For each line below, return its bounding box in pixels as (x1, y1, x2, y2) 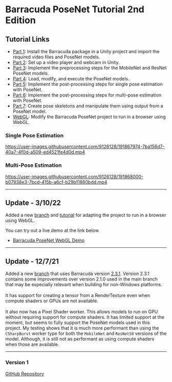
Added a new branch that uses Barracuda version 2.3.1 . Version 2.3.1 (5, 270, 149, 277)
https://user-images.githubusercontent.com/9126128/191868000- (5, 173, 144, 180)
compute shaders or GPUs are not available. (5, 298, 98, 304)
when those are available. (5, 342, 59, 348)
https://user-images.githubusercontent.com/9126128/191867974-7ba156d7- (5, 143, 165, 150)
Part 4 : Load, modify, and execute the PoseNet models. (12, 76, 130, 81)
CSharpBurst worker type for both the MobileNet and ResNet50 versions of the (5, 330, 167, 336)
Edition (5, 14, 36, 26)
